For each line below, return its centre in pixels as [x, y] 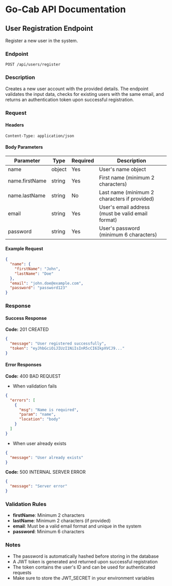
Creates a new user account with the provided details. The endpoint [77, 89]
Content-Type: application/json [40, 136]
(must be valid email [123, 213]
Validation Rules [26, 504]
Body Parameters [24, 147]
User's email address [124, 207]
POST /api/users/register [33, 65]
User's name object [123, 169]
